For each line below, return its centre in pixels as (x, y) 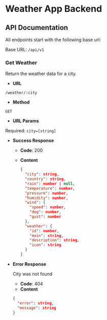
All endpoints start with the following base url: (53, 40)
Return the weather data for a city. (41, 74)
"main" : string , (47, 236)
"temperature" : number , (50, 188)
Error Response (29, 264)
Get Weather (21, 62)
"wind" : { (35, 203)
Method (21, 102)
